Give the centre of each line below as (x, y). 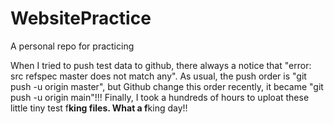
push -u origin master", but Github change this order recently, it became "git (167, 86)
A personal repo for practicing (72, 46)
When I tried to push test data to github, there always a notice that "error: (161, 65)
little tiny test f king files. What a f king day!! (99, 108)
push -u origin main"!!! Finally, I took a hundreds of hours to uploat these (160, 97)
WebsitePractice (81, 18)
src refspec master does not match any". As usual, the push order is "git (158, 76)
